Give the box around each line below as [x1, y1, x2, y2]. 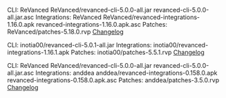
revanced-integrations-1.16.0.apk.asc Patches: [35, 21, 168, 28]
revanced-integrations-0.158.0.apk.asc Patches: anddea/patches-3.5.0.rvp [7, 76, 220, 84]
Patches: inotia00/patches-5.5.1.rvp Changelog [70, 48, 205, 56]
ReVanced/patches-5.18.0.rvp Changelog [7, 27, 124, 36]
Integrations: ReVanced [35, 13, 102, 21]
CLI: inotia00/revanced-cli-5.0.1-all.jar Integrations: [7, 41, 152, 49]
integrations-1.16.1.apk [7, 48, 70, 56]
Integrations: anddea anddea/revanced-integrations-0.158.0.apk [35, 69, 218, 77]
